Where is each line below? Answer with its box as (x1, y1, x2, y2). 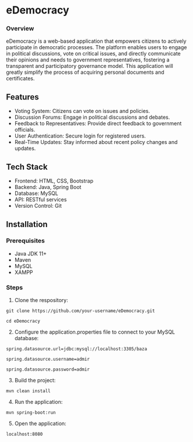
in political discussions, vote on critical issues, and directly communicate (6, 50, 181, 57)
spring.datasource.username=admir (6, 357, 90, 362)
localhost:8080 (6, 431, 43, 437)
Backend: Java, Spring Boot (14, 184, 82, 191)
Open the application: (14, 420, 66, 427)
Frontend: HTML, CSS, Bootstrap (14, 177, 93, 184)
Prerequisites (6, 237, 45, 245)
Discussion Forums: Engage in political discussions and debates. (14, 114, 170, 121)
